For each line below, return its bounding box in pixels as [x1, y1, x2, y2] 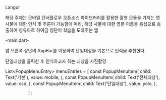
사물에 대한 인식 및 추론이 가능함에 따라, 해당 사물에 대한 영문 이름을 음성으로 [5, 21, 156, 27]
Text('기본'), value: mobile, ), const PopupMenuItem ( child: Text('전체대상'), [5, 74, 160, 80]
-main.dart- [5, 37, 29, 43]
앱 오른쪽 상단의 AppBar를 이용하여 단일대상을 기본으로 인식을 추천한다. [5, 48, 146, 53]
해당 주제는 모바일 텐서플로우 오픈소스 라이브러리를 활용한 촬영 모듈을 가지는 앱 [5, 15, 160, 21]
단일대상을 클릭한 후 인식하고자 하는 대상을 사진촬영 [5, 58, 106, 64]
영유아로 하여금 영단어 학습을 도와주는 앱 [18, 27, 98, 33]
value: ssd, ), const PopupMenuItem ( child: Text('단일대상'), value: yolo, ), [5, 80, 157, 86]
